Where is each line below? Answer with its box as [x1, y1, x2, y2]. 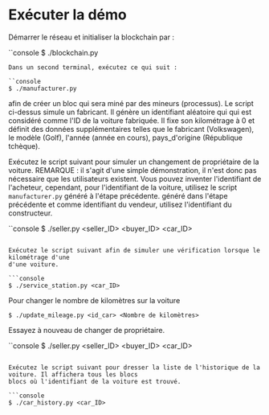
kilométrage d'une [8, 253, 70, 261]
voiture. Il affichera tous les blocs [8, 370, 138, 379]
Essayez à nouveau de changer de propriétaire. [8, 325, 165, 335]
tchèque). [8, 141, 40, 150]
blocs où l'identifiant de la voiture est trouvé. [8, 377, 181, 385]
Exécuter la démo [8, 6, 127, 24]
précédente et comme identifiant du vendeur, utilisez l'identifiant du [8, 199, 233, 209]
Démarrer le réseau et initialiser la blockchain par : [8, 32, 175, 42]
